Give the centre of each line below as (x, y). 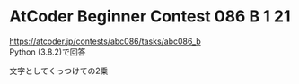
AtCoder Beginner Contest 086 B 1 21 (150, 17)
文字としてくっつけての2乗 (59, 71)
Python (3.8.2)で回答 (48, 52)
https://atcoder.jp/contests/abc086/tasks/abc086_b (105, 41)
